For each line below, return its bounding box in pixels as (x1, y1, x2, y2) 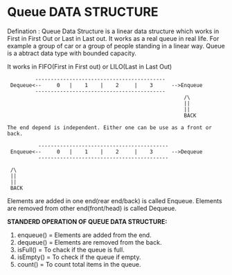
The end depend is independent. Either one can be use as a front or (7, 124, 213, 131)
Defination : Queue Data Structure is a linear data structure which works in (7, 27, 220, 35)
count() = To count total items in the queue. (17, 260, 141, 268)
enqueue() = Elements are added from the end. (17, 231, 152, 239)
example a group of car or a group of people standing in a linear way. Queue (7, 41, 225, 50)
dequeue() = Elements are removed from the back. (17, 238, 162, 246)
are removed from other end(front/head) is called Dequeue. (7, 204, 177, 212)
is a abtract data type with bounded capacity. (7, 49, 136, 57)
